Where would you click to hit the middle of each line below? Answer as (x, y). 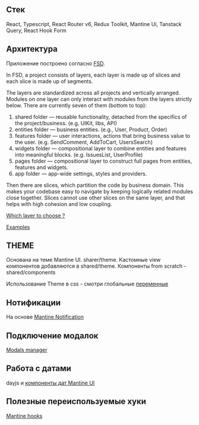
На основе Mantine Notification (45, 317)
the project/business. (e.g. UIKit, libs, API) (66, 123)
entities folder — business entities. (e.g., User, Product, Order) (91, 129)
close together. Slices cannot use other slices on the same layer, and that (96, 198)
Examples (18, 227)
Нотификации (34, 302)
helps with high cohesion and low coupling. (59, 204)
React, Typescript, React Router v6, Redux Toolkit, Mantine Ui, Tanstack (94, 24)
